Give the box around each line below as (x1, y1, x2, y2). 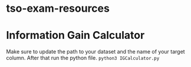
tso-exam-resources (6, 2, 110, 15)
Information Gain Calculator (6, 29, 145, 42)
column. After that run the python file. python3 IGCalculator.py (6, 55, 160, 62)
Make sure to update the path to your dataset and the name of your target (6, 48, 185, 55)
